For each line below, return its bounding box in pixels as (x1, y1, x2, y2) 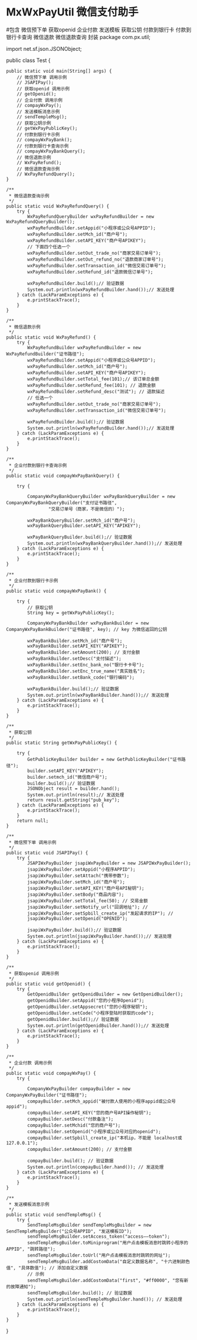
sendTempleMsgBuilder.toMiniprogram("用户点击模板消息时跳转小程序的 (27, 1240, 189, 1245)
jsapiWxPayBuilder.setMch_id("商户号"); (27, 879, 126, 885)
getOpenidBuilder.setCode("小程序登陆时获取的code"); (27, 1010, 155, 1016)
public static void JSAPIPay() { (6, 850, 88, 856)
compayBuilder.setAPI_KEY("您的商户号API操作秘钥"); (27, 1110, 152, 1115)
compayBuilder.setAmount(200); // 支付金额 (27, 1146, 133, 1152)
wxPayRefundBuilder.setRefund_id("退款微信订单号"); (27, 269, 153, 275)
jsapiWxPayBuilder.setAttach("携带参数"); (27, 873, 130, 879)
